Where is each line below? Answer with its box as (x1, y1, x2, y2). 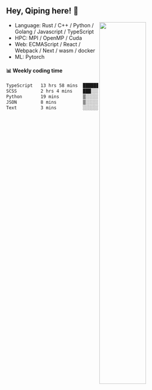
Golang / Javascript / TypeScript (14, 28, 94, 35)
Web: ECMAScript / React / (14, 40, 81, 47)
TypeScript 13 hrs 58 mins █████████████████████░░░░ (6, 83, 150, 89)
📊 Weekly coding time (6, 67, 63, 74)
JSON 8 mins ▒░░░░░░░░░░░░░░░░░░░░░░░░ (6, 99, 150, 105)
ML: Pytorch (14, 53, 45, 60)
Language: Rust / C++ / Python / (14, 21, 94, 28)
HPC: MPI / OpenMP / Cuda (14, 34, 82, 42)
